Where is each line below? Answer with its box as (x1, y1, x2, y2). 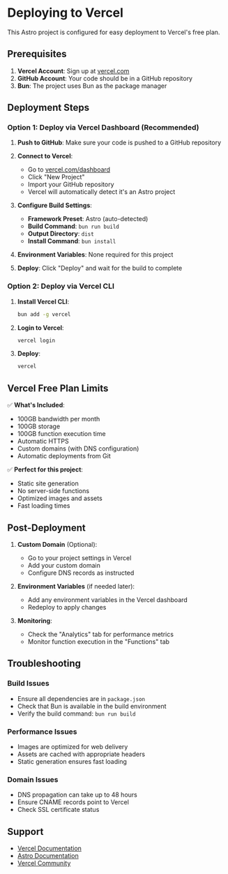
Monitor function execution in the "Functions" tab (27, 637, 169, 646)
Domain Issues (7, 774, 59, 784)
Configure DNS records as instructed (27, 568, 135, 577)
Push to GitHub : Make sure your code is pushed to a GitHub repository (17, 138, 222, 147)
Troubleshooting (7, 658, 82, 670)
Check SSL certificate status (17, 806, 100, 814)
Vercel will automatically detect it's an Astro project (27, 188, 176, 196)
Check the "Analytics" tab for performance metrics (27, 630, 174, 638)
